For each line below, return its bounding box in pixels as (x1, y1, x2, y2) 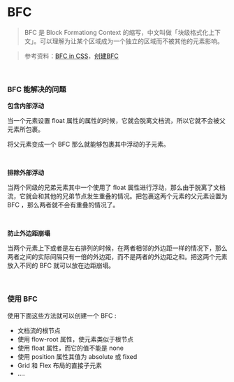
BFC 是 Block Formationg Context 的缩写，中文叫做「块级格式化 (24, 28, 209, 36)
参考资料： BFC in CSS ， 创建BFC (24, 52, 119, 60)
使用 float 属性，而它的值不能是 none (17, 344, 124, 352)
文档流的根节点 (17, 326, 61, 335)
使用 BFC (7, 294, 38, 304)
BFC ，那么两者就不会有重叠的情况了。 (7, 200, 119, 210)
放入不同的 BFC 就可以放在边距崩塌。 (7, 261, 115, 270)
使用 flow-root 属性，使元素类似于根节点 (17, 335, 134, 343)
